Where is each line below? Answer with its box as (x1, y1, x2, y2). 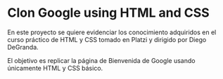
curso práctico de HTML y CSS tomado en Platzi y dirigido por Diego (7, 35, 207, 43)
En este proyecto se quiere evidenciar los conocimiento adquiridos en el (7, 28, 217, 36)
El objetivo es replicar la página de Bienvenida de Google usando (7, 56, 196, 64)
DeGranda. (7, 43, 39, 51)
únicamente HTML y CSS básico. (7, 64, 103, 72)
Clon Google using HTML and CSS (7, 5, 210, 21)
